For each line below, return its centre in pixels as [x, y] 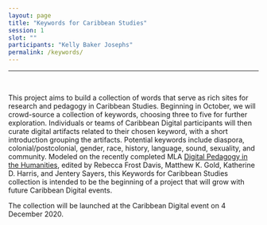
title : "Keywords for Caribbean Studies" [78, 23]
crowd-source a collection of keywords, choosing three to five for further [128, 114]
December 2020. [36, 214]
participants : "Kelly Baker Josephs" [71, 45]
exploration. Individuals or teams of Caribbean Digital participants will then [130, 123]
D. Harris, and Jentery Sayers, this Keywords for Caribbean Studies [118, 174]
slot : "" [23, 38]
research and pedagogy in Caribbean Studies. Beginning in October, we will [132, 106]
